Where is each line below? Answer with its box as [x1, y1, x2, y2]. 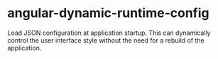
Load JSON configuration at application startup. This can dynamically [7, 28, 211, 37]
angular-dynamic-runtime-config [7, 5, 209, 21]
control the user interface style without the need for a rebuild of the [7, 36, 205, 44]
